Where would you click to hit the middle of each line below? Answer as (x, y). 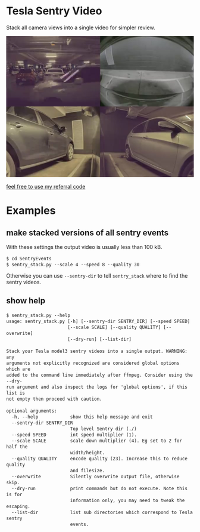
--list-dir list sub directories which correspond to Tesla (102, 512)
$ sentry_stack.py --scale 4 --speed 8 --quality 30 (73, 265)
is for (14, 494)
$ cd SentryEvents (29, 259)
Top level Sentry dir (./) (103, 429)
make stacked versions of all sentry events (87, 233)
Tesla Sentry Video (54, 11)
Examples (31, 211)
